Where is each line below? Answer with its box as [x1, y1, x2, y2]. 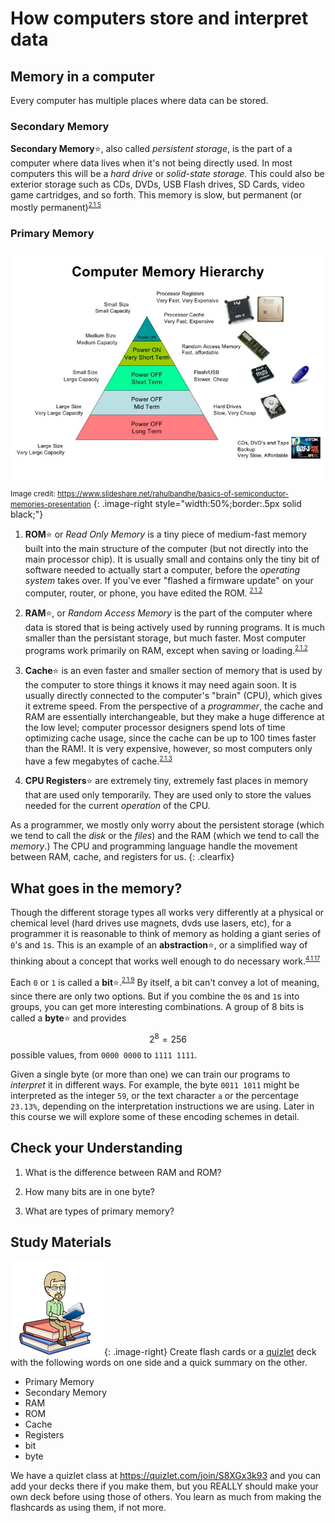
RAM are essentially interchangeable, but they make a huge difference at [24, 710, 325, 722]
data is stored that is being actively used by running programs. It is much [24, 621, 326, 633]
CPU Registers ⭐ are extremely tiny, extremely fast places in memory [24, 775, 309, 787]
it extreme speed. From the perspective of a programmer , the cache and [24, 700, 324, 712]
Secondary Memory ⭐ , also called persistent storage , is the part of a [10, 143, 293, 155]
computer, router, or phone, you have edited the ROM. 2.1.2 [24, 587, 263, 599]
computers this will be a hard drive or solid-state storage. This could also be [10, 168, 325, 180]
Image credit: [10, 489, 56, 499]
